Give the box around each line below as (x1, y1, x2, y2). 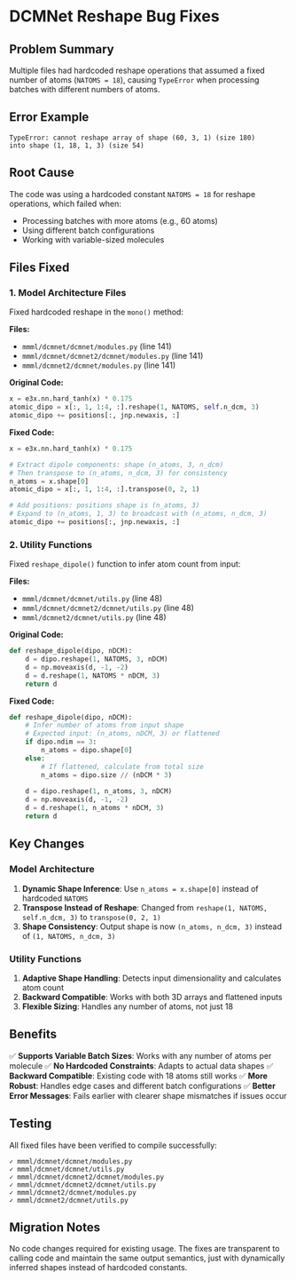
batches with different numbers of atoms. (9, 84, 160, 94)
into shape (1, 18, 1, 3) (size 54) (9, 140, 144, 150)
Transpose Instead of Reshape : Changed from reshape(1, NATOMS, (21, 902, 268, 912)
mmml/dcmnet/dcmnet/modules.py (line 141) (21, 341, 172, 352)
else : (25, 753, 46, 763)
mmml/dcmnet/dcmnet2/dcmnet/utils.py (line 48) (21, 602, 195, 614)
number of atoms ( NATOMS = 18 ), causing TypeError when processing (9, 75, 260, 85)
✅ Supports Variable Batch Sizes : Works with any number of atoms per (9, 1050, 272, 1061)
